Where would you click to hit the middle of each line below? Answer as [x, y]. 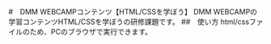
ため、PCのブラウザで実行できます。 [91, 32]
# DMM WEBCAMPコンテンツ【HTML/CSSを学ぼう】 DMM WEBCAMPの [133, 12]
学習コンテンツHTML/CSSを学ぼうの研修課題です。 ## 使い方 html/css [129, 22]
